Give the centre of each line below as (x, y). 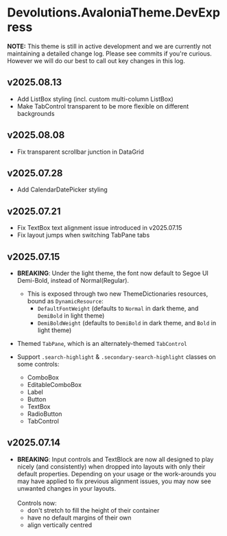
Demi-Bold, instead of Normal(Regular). (73, 280)
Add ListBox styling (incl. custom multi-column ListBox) (95, 99)
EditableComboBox (55, 385)
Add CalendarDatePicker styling (62, 189)
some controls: (38, 364)
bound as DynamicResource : (65, 301)
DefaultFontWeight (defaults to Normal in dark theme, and (118, 308)
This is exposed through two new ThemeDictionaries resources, (118, 294)
